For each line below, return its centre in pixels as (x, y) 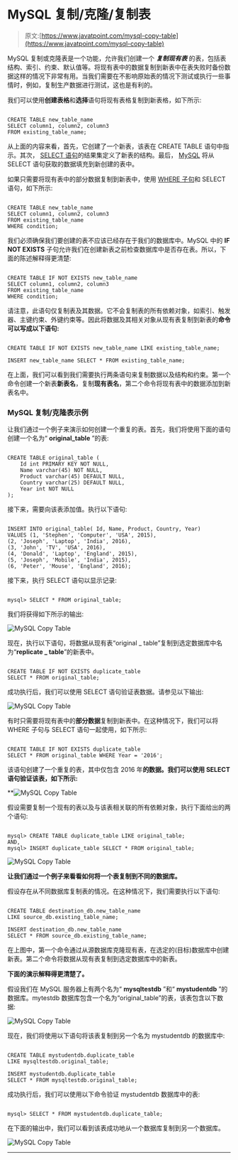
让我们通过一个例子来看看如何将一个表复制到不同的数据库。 (94, 876)
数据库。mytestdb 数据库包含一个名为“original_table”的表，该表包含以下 (112, 998)
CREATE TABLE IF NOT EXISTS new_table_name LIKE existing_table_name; (114, 348)
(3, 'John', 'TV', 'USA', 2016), (57, 548)
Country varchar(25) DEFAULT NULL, (73, 483)
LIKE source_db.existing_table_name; (63, 918)
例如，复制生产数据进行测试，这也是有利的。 (91, 85)
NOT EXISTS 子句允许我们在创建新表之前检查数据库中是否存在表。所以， (114, 249)
